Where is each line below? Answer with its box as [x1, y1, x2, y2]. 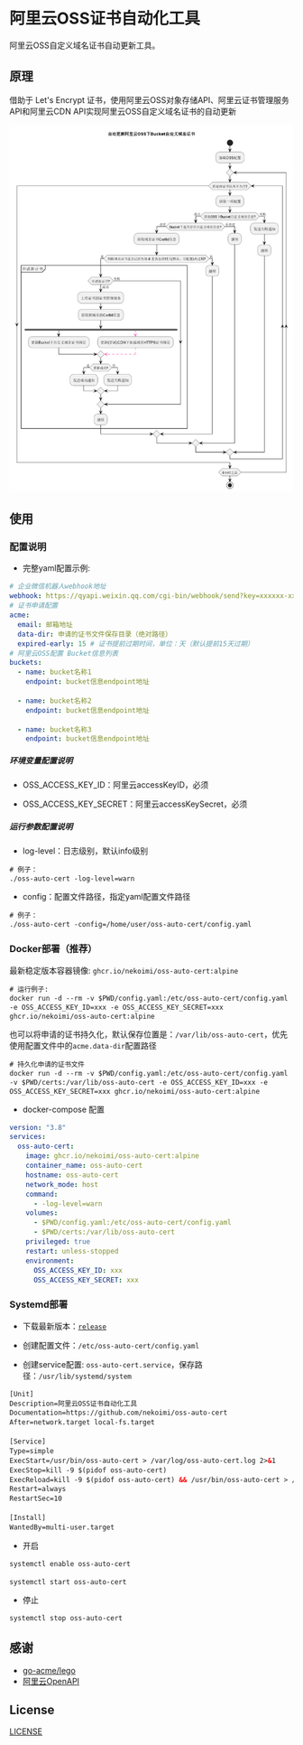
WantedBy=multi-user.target [9, 1523, 115, 1532]
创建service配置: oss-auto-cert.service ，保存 [22, 1358, 196, 1369]
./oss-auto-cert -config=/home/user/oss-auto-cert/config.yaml [9, 920, 252, 929]
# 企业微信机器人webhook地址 [9, 582, 106, 592]
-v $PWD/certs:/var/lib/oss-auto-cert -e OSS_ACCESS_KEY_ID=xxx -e [9, 1078, 269, 1087]
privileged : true [25, 1237, 91, 1246]
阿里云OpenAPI [22, 1675, 79, 1686]
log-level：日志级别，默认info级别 [22, 845, 149, 856]
